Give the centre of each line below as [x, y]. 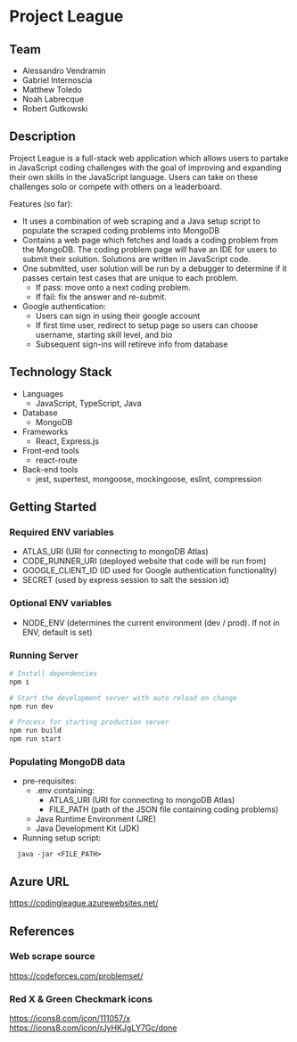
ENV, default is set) [57, 632]
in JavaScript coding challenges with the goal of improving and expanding [146, 168]
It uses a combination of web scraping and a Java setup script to [141, 221]
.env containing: [65, 791]
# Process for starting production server [89, 722]
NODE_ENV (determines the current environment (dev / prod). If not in [151, 622]
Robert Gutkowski [55, 108]
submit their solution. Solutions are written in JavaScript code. [136, 258]
